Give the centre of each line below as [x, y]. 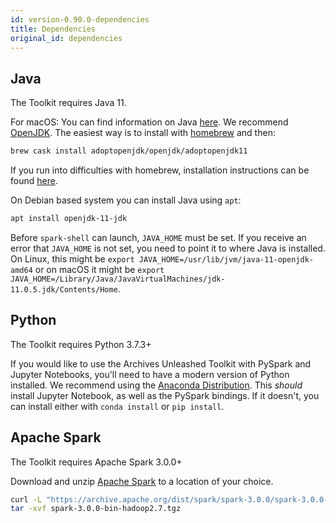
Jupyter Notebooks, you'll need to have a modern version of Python [150, 374]
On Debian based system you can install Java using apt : [126, 200]
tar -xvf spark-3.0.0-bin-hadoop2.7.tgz [96, 509]
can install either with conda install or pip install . [117, 406]
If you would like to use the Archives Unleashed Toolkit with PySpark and [161, 363]
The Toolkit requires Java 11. [68, 103]
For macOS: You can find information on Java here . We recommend [149, 122]
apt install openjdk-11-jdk [69, 219]
